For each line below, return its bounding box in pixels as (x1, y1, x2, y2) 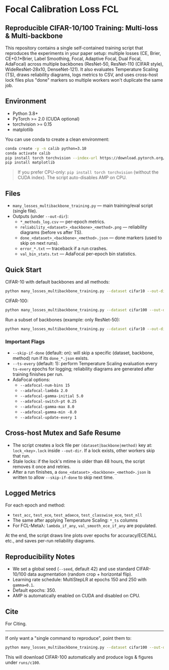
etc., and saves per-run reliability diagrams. (5, 538, 96, 544)
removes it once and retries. (12, 463, 71, 470)
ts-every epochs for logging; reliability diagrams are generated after (12, 366, 154, 372)
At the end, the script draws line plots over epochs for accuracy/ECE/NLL (5, 532, 157, 538)
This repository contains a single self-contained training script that (5, 45, 143, 51)
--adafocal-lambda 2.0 (20, 388, 68, 393)
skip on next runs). (20, 240, 59, 246)
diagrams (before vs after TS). (20, 230, 83, 236)
